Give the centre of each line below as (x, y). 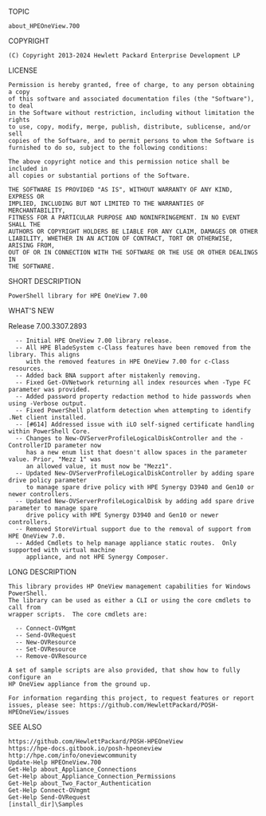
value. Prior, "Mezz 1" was (55, 459)
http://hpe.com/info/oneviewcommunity (72, 755)
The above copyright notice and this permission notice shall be (119, 162)
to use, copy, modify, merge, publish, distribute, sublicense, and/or (129, 127)
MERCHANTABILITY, (37, 211)
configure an (30, 677)
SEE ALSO (25, 727)
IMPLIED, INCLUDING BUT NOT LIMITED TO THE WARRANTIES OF (106, 203)
